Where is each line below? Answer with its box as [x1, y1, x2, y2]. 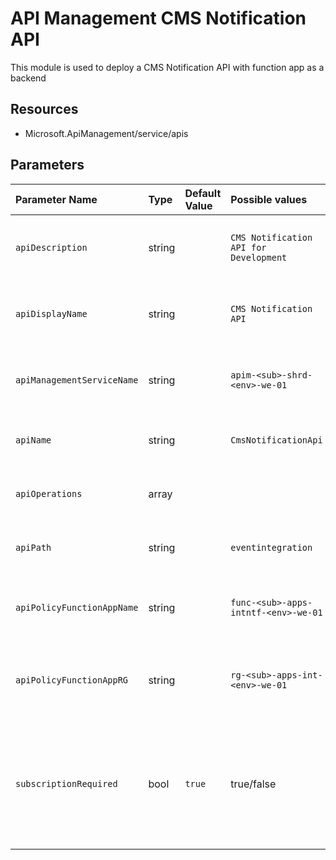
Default [184, 186, 222, 200]
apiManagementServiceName [15, 374, 139, 386]
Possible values [230, 192, 308, 206]
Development [230, 252, 288, 263]
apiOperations [15, 488, 83, 499]
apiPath [15, 542, 52, 553]
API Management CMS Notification [10, 7, 307, 30]
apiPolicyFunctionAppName [15, 602, 139, 613]
